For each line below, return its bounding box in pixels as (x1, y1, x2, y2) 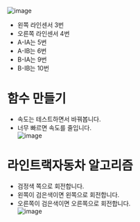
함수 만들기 (7, 91, 67, 107)
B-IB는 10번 (17, 64, 50, 72)
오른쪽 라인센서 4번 (17, 30, 70, 37)
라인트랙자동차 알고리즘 (7, 158, 133, 174)
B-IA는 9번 (17, 55, 47, 64)
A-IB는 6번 (17, 47, 47, 55)
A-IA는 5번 (17, 38, 47, 46)
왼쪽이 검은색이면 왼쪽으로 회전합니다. (17, 190, 120, 198)
